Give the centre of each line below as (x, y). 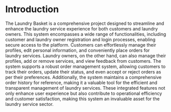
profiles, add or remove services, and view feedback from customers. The (83, 61)
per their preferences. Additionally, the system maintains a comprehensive (83, 77)
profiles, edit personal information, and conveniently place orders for (78, 50)
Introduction (32, 9)
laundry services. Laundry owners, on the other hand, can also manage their (86, 55)
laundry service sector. (29, 104)
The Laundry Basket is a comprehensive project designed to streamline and (85, 23)
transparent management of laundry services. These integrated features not (85, 88)
